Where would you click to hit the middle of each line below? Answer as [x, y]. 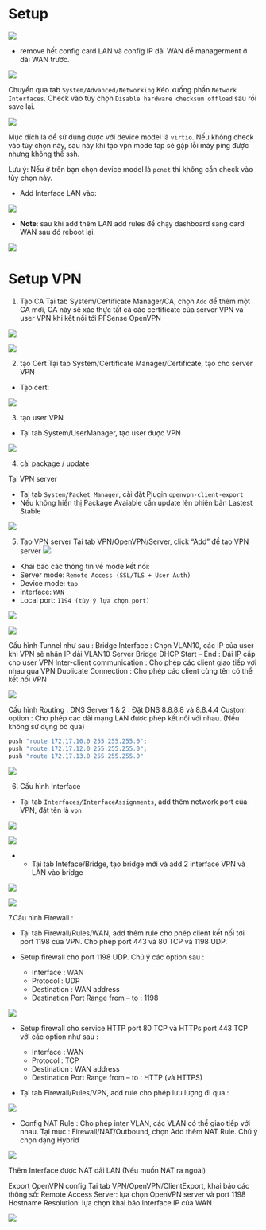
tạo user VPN [41, 417]
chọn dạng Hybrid [49, 1140]
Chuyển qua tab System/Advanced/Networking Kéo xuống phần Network [123, 89]
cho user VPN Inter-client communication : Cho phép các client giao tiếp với [132, 662]
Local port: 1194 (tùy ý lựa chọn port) [85, 600]
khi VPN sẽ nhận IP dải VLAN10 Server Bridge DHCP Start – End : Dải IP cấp [132, 654]
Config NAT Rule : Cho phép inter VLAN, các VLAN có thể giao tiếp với [135, 1123]
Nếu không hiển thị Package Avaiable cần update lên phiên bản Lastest [136, 502]
